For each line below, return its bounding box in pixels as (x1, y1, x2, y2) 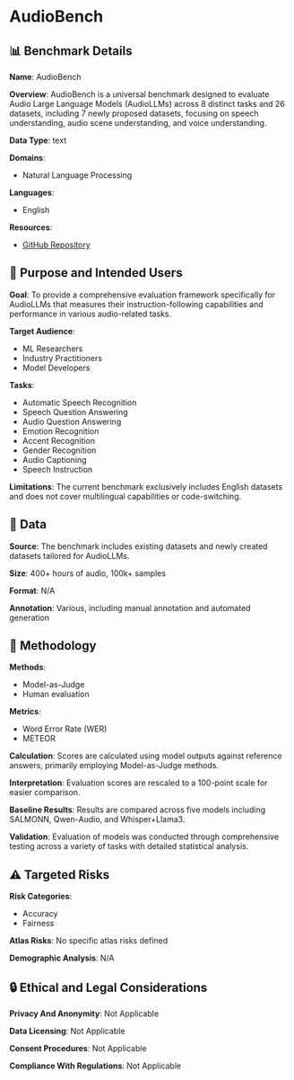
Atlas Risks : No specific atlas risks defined (9, 935, 169, 946)
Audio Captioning (22, 454, 87, 465)
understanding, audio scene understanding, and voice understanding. (9, 118, 267, 128)
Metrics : (9, 706, 42, 717)
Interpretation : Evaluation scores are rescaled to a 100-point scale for (9, 777, 268, 788)
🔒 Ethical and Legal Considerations (9, 979, 208, 995)
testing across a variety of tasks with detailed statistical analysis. (9, 841, 249, 852)
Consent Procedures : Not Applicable (9, 1043, 147, 1054)
